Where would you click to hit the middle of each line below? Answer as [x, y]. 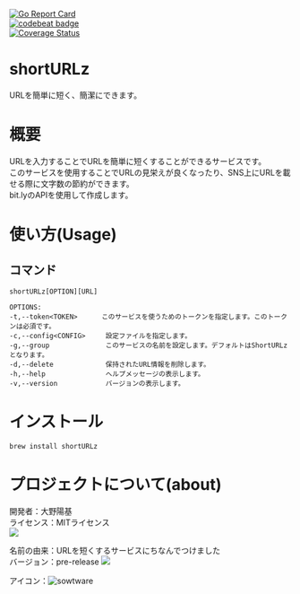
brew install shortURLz [54, 446]
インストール [56, 422]
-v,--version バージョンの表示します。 [97, 383]
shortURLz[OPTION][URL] [54, 292]
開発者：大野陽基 [41, 511]
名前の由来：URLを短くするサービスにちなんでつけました [115, 550]
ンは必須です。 [33, 326]
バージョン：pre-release [55, 562]
